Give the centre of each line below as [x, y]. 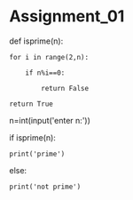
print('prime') [37, 154]
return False [65, 88]
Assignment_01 [67, 16]
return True [31, 104]
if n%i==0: [45, 73]
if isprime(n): [32, 137]
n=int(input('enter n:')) [50, 120]
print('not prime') [45, 187]
